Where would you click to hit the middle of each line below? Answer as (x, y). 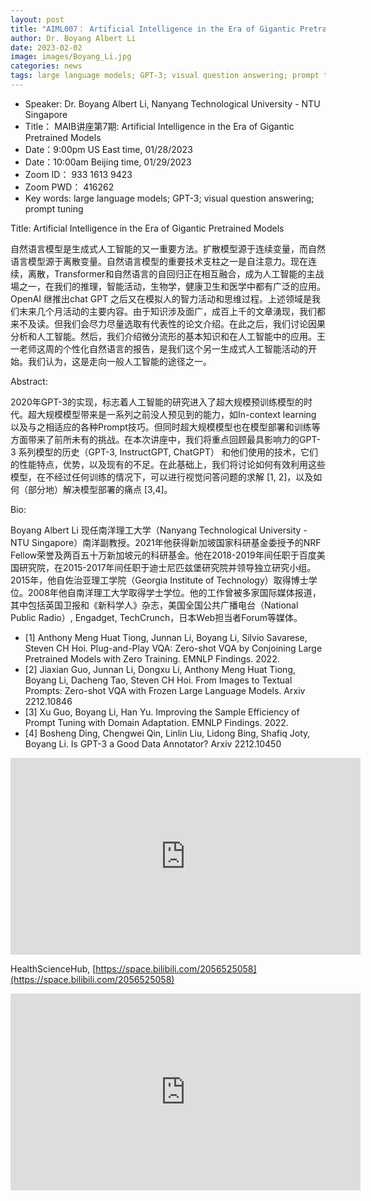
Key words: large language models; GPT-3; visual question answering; (169, 198)
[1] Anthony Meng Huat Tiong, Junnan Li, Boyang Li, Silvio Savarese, (166, 637)
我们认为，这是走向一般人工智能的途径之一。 (119, 361)
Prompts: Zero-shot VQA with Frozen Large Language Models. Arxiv (165, 690)
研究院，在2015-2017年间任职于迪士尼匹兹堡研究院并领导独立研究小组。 (167, 567)
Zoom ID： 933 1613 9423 (78, 174)
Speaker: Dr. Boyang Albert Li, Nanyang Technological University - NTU (172, 103)
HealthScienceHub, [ (53, 968)
